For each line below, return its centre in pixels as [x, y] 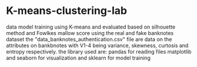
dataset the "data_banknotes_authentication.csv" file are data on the [89, 39]
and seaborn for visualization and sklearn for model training [79, 58]
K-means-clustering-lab [67, 11]
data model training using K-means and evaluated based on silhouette [91, 27]
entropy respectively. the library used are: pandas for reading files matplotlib [99, 51]
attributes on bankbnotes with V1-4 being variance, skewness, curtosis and [97, 45]
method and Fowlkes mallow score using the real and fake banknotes [90, 33]
